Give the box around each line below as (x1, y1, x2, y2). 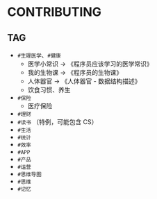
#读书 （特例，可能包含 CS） (17, 118, 98, 126)
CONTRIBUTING (7, 4, 102, 20)
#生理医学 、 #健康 (17, 51, 61, 59)
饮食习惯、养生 (27, 86, 71, 94)
